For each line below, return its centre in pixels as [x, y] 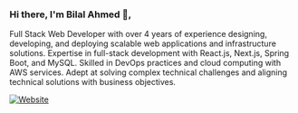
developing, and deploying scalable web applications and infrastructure [143, 43]
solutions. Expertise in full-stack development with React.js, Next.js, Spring [149, 53]
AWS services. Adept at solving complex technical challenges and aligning [149, 72]
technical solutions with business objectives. [93, 82]
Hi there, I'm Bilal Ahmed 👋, [71, 14]
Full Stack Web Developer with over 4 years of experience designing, [138, 34]
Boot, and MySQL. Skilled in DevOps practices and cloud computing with [145, 63]
